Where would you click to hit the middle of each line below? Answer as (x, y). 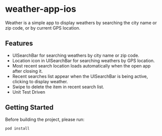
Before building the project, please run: (45, 119)
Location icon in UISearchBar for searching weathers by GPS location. (83, 61)
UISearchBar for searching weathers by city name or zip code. (76, 55)
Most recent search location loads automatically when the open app (81, 66)
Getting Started (29, 108)
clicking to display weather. (40, 81)
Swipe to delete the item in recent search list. (58, 87)
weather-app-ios (41, 9)
